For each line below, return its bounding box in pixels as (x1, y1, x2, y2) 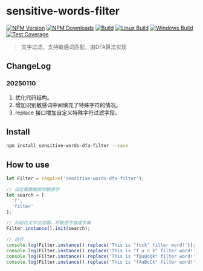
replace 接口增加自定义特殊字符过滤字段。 (14, 109, 120, 116)
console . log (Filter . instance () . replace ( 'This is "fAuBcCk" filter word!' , (6, 259, 199, 265)
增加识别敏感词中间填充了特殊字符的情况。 (14, 101, 121, 108)
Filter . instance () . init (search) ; (6, 226, 91, 232)
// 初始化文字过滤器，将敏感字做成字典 (6, 220, 91, 226)
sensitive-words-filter (6, 4, 120, 18)
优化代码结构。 (14, 94, 53, 101)
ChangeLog (6, 61, 51, 71)
